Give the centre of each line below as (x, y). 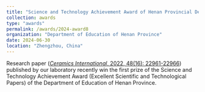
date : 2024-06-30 (28, 40)
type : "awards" (26, 23)
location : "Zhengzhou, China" (45, 46)
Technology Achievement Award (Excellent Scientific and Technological (96, 76)
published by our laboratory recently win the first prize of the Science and (99, 69)
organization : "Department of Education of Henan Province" (85, 35)
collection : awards (31, 18)
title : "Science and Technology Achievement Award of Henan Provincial (99, 12)
